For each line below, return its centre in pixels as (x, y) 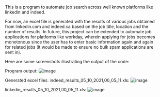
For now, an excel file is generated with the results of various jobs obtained (80, 21)
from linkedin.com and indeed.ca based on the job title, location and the (77, 27)
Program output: (21, 71)
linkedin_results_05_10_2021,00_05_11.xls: (46, 90)
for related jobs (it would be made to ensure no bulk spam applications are (79, 47)
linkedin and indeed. (25, 12)
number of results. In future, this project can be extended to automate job (78, 32)
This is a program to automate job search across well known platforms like (79, 7)
